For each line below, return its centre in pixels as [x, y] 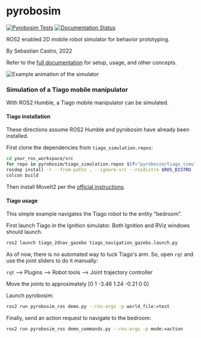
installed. [17, 136]
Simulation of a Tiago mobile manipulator [67, 89]
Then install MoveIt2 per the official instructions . [66, 186]
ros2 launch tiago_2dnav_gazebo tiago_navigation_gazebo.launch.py [92, 243]
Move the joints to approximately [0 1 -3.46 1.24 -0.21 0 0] [78, 284]
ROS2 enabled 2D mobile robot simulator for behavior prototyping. [88, 39]
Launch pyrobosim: [30, 295]
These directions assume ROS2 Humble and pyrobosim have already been [98, 129]
